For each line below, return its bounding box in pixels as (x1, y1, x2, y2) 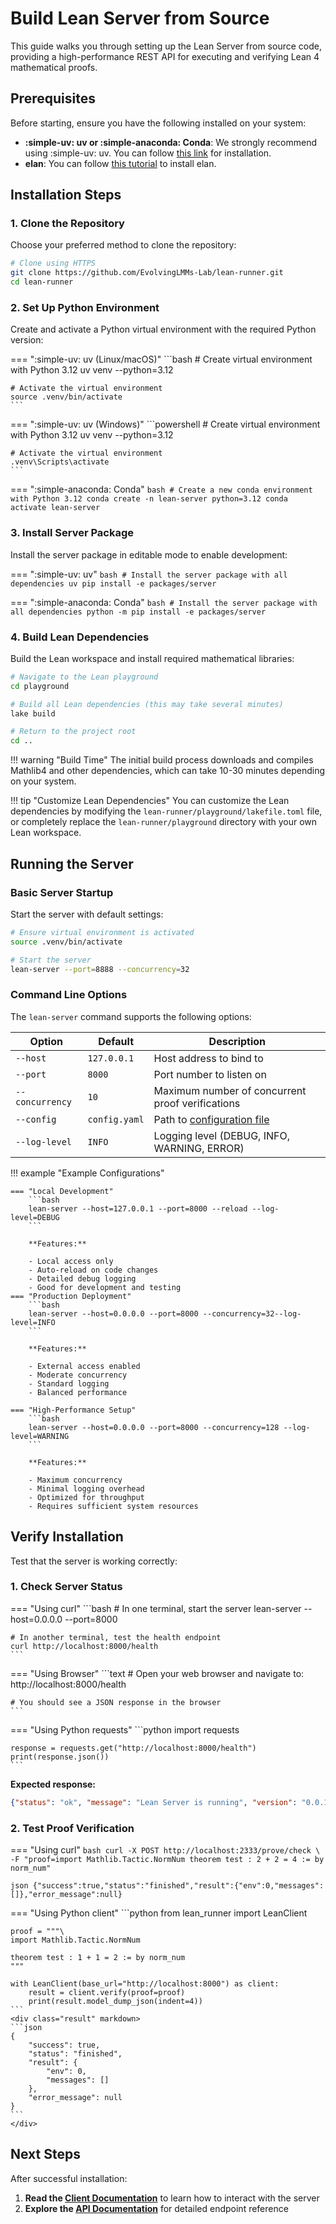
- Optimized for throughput (28, 1492, 145, 1502)
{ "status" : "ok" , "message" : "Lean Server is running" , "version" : (10, 1797, 298, 1807)
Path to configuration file (153, 1112, 270, 1126)
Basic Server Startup (10, 885, 114, 899)
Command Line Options (10, 988, 128, 1002)
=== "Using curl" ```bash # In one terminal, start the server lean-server (10, 1602, 302, 1614)
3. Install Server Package (10, 526, 135, 540)
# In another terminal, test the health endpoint (10, 1632, 222, 1642)
